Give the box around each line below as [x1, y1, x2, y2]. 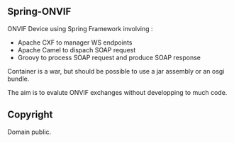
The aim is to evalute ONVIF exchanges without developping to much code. [7, 88, 228, 96]
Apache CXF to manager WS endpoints [17, 38, 133, 47]
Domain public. [7, 127, 52, 136]
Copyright [7, 109, 53, 121]
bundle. [7, 74, 30, 83]
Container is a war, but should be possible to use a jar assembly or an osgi [7, 67, 225, 75]
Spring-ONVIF [7, 6, 72, 18]
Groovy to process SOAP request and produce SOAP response [17, 53, 201, 62]
